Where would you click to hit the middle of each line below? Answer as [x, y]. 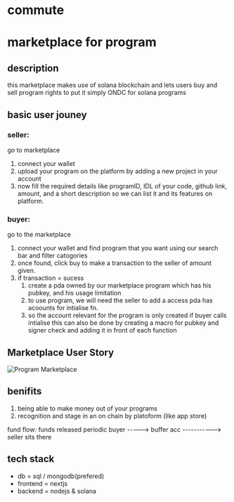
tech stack [31, 459]
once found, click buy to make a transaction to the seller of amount [115, 263]
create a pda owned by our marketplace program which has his [120, 285]
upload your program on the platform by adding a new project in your [117, 171]
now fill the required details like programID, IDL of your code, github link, [122, 186]
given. [26, 271]
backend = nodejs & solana [57, 491]
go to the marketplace [39, 235]
